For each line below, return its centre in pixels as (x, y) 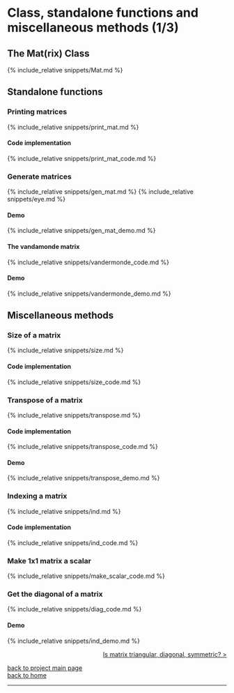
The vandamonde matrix (44, 246)
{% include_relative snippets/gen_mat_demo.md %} (81, 231)
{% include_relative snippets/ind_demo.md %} (74, 641)
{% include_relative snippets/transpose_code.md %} (83, 447)
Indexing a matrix (37, 496)
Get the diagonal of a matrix (55, 594)
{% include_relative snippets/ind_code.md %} (73, 542)
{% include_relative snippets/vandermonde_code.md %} (88, 262)
